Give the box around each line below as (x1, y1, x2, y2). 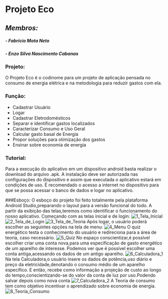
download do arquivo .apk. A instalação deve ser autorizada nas (5, 171, 138, 177)
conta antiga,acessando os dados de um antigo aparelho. (5, 251, 124, 257)
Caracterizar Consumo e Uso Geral (12, 125, 86, 132)
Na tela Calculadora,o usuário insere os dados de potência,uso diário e (5, 256, 152, 262)
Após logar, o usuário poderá (87, 218, 147, 224)
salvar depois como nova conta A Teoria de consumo (5, 277, 155, 283)
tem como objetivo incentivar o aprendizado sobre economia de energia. (5, 283, 156, 289)
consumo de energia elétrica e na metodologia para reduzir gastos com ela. (5, 80, 162, 86)
